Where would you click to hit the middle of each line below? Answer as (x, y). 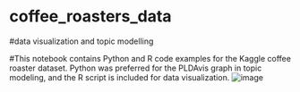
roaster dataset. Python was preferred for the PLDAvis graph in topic (136, 68)
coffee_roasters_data (90, 17)
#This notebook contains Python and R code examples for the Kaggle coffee (150, 58)
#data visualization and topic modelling (81, 41)
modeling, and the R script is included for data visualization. (120, 77)
